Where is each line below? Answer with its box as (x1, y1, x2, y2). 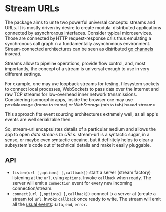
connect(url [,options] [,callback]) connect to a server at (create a (12, 190, 156, 196)
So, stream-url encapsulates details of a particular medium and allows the (5, 126, 156, 132)
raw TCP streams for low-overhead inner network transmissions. (5, 91, 137, 97)
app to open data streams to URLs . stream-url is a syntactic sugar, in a (5, 131, 150, 137)
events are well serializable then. (5, 116, 72, 122)
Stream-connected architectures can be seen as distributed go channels (5, 46, 154, 52)
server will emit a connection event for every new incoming (12, 180, 133, 186)
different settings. (5, 71, 41, 77)
